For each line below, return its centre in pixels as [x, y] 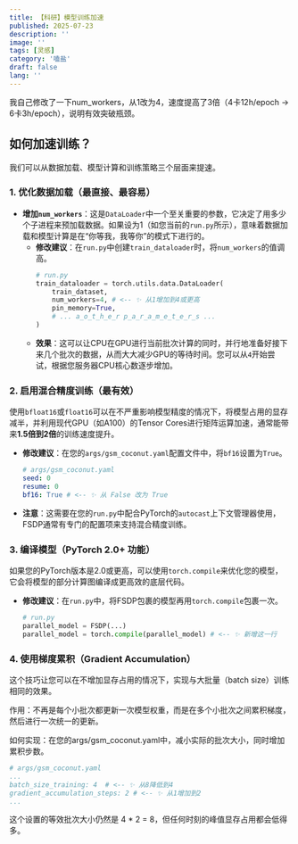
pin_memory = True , [84, 309]
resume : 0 [41, 487]
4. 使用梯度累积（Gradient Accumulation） [103, 658]
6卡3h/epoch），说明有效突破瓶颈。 [74, 113]
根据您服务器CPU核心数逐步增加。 [115, 365]
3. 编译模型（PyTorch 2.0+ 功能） [82, 550]
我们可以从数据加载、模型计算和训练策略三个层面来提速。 [115, 167]
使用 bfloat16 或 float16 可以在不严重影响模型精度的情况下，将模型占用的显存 [149, 412]
